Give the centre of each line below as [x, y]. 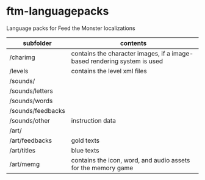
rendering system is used [127, 61]
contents [133, 43]
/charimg [22, 57]
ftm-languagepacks [58, 11]
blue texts [85, 150]
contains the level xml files [109, 71]
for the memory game [102, 168]
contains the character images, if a [121, 53]
